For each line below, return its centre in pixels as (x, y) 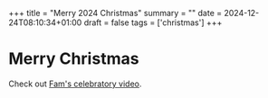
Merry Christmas (74, 59)
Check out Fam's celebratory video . (75, 84)
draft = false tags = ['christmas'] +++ (153, 22)
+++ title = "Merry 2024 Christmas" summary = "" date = (115, 13)
